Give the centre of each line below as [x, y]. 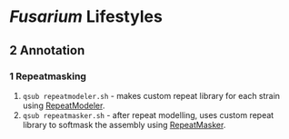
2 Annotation [47, 50]
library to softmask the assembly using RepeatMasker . [124, 124]
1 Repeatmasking [48, 76]
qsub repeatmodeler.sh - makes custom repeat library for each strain [151, 95]
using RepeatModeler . [64, 105]
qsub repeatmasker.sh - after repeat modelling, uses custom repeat [148, 114]
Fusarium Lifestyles [86, 17]
